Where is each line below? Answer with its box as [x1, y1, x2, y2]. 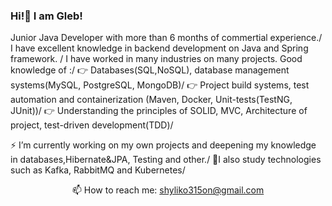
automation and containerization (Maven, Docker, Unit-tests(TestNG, [10, 94, 293, 106]
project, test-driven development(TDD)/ [10, 119, 174, 131]
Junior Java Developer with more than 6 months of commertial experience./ [10, 32, 323, 44]
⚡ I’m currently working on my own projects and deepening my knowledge [10, 139, 317, 151]
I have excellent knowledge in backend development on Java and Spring [10, 42, 309, 54]
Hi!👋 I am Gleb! [10, 9, 83, 23]
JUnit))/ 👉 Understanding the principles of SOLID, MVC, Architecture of [10, 105, 308, 117]
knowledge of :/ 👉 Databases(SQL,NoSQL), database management [10, 64, 290, 76]
